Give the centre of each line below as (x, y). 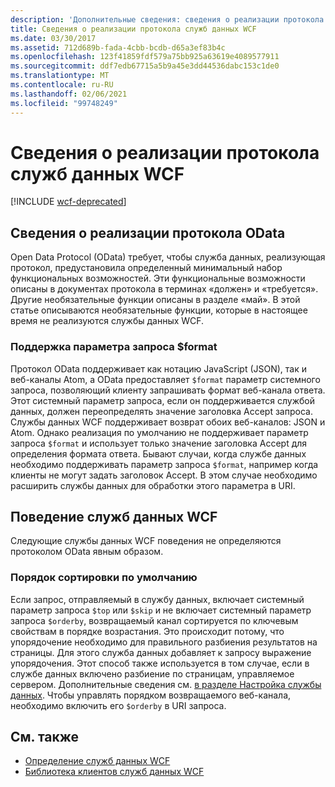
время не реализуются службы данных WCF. (107, 321)
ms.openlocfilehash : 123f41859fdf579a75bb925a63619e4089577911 (145, 57)
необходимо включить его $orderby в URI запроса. (118, 705)
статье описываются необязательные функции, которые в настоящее (159, 310)
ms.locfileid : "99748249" (64, 103)
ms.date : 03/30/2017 (53, 38)
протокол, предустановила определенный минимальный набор (146, 268)
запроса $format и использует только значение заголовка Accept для (159, 443)
